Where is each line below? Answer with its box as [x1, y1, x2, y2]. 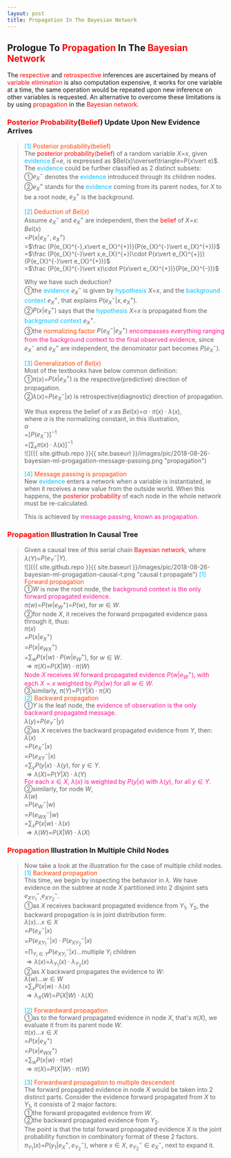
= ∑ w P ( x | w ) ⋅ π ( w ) [23, 1055, 74, 1066]
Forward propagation [23, 578, 84, 586]
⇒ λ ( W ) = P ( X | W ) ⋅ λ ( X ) [26, 829, 91, 837]
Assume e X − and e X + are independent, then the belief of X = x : [23, 214, 199, 226]
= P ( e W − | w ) [23, 799, 56, 811]
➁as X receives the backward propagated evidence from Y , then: [23, 726, 212, 734]
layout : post [7, 10, 45, 17]
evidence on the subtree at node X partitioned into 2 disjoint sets [23, 883, 208, 891]
